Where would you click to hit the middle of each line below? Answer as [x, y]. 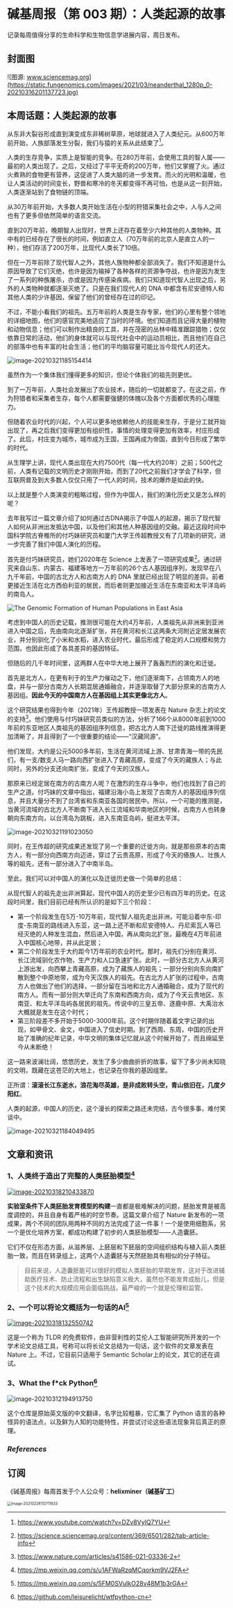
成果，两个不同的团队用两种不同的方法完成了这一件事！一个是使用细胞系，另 [116, 1223]
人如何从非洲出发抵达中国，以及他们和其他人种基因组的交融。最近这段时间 [113, 527]
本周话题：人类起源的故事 [62, 116]
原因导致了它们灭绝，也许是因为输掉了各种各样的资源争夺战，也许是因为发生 [116, 271]
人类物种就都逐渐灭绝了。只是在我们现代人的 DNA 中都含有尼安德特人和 [122, 288]
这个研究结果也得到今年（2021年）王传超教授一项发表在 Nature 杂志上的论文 [116, 710]
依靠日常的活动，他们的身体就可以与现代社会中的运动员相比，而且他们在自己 [116, 338]
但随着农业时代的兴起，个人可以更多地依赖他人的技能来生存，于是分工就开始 [116, 422]
